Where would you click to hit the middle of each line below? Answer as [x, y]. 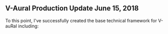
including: [29, 26]
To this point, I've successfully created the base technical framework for [81, 20]
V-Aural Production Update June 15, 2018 [72, 8]
